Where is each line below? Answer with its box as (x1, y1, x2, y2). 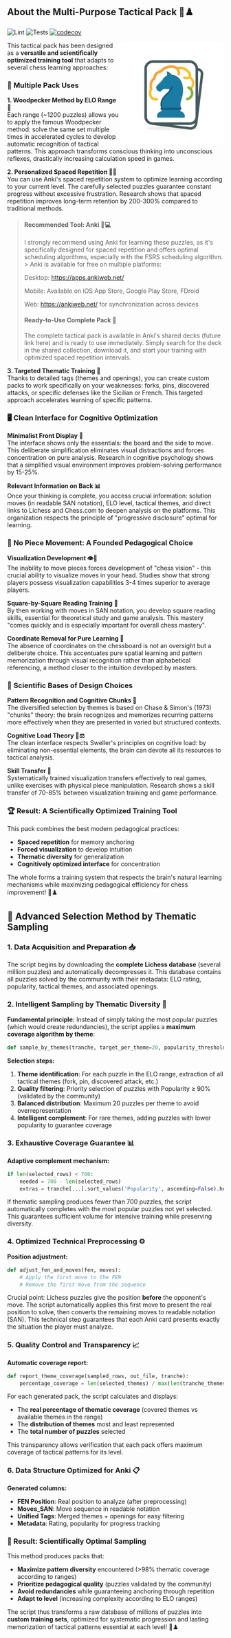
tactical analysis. (7, 753, 55, 762)
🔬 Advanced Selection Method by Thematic (7, 911, 197, 922)
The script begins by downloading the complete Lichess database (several (7, 960, 221, 969)
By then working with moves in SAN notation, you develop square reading (7, 606, 216, 615)
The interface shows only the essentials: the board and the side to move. (7, 439, 214, 447)
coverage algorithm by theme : (7, 1030, 95, 1038)
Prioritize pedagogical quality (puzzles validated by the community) (16, 1580, 212, 1589)
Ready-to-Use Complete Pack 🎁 (23, 316, 117, 324)
